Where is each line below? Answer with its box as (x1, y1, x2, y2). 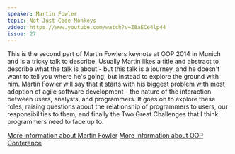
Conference (7, 139, 42, 148)
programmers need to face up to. (7, 118, 104, 126)
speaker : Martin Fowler (7, 10, 78, 18)
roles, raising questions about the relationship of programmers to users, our (7, 102, 228, 111)
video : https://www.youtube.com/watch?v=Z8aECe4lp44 (7, 23, 166, 31)
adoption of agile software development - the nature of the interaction (7, 87, 212, 96)
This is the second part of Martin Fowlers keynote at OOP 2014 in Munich (7, 50, 221, 58)
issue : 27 (7, 30, 37, 38)
